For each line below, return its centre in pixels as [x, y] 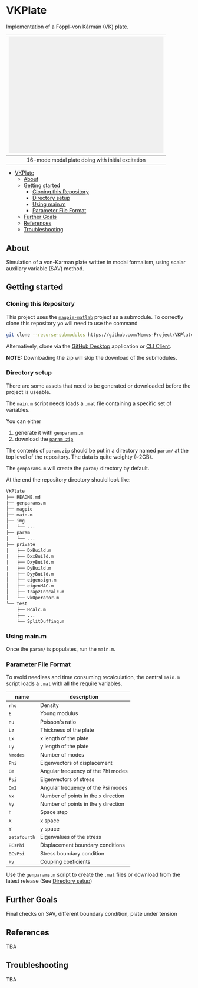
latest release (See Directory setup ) [49, 881]
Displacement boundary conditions [83, 845]
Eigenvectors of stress [67, 779]
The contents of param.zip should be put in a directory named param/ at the [97, 450]
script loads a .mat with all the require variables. [64, 683]
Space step [54, 812]
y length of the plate [65, 747]
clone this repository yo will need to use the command [72, 323]
